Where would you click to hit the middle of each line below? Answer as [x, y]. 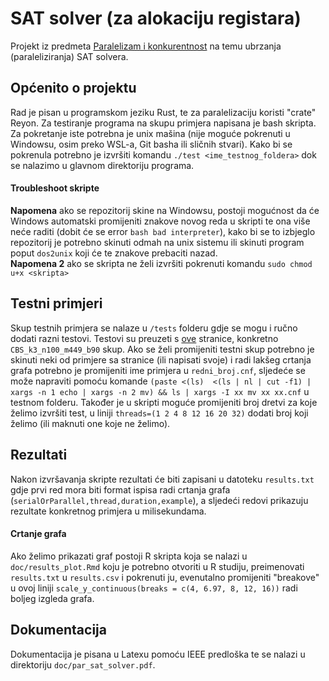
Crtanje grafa [38, 534]
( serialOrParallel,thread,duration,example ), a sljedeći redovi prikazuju [159, 500]
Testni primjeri [56, 303]
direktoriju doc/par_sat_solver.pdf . [83, 664]
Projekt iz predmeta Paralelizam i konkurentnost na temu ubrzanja [146, 46]
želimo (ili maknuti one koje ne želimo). [90, 423]
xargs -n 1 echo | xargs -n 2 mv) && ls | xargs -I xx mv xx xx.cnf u [160, 391]
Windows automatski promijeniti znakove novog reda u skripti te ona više [160, 221]
